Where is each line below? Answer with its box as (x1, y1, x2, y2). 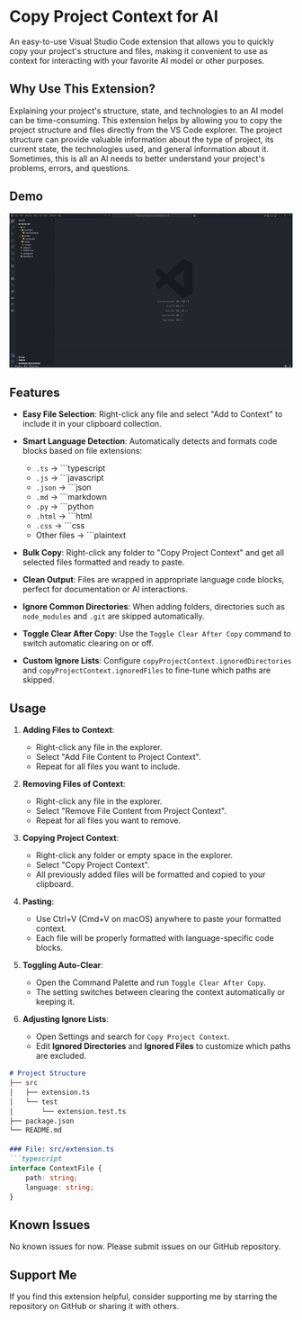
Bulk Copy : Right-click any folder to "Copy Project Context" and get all (22, 547, 285, 558)
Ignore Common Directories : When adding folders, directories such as (22, 601, 286, 612)
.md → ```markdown (35, 492, 108, 502)
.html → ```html (35, 511, 93, 521)
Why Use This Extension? (9, 81, 155, 96)
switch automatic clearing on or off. (22, 637, 155, 649)
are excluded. (35, 1051, 87, 1062)
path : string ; (25, 1173, 78, 1182)
